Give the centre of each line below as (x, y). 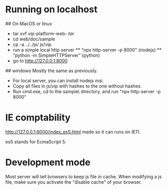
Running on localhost (51, 9)
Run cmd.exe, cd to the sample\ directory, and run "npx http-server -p (87, 91)
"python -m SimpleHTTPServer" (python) (56, 55)
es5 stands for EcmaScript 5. (36, 141)
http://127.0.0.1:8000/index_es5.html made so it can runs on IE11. (73, 132)
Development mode (48, 163)
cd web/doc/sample (34, 39)
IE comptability (38, 118)
